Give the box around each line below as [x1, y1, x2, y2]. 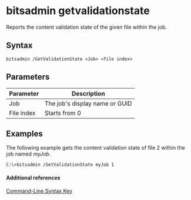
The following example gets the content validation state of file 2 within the [6, 144, 185, 151]
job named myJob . [6, 151, 51, 158]
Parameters [6, 72, 50, 82]
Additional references [6, 174, 61, 181]
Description [71, 89, 105, 97]
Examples [6, 128, 43, 138]
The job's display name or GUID [44, 99, 132, 107]
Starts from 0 [44, 109, 81, 117]
